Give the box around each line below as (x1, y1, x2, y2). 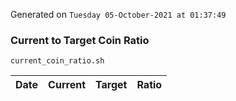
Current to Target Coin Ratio (10, 33, 150, 47)
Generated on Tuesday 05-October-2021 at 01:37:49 (10, 9, 227, 20)
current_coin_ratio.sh (10, 56, 105, 66)
